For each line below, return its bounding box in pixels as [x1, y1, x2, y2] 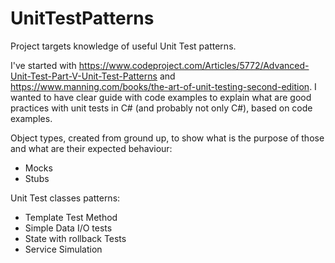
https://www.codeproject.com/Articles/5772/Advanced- [78, 59, 310, 71]
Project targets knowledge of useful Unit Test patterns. [10, 40, 237, 52]
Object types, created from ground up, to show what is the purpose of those [10, 132, 325, 144]
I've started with [10, 59, 77, 71]
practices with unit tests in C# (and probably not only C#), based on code [10, 102, 313, 114]
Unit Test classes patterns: [10, 192, 121, 204]
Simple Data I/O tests [24, 222, 113, 234]
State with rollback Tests [24, 232, 127, 244]
